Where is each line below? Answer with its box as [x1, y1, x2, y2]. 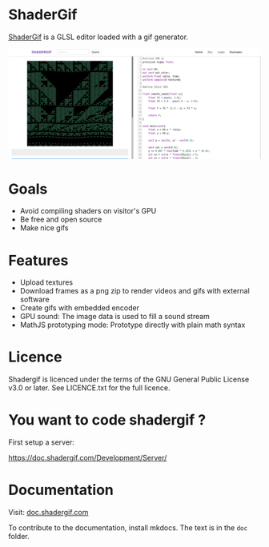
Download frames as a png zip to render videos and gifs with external [19, 286, 250, 296]
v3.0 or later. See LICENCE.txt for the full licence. [8, 383, 171, 393]
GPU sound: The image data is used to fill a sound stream [19, 312, 211, 321]
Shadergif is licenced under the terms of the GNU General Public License [8, 374, 250, 385]
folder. [8, 532, 30, 541]
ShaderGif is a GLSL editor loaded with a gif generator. [8, 32, 189, 42]
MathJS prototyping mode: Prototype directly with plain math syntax [19, 320, 246, 329]
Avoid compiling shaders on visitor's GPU [19, 206, 157, 216]
